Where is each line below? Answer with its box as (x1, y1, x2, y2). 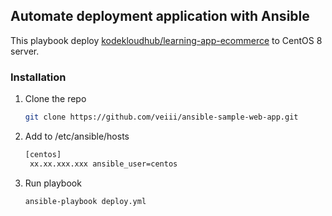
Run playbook (24, 177, 82, 189)
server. (10, 45, 40, 57)
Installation (10, 70, 67, 84)
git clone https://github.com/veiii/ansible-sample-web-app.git (24, 112, 299, 123)
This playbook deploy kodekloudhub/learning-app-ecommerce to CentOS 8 (10, 34, 323, 46)
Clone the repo (24, 93, 87, 105)
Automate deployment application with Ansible (10, 8, 310, 25)
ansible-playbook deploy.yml (24, 196, 147, 206)
